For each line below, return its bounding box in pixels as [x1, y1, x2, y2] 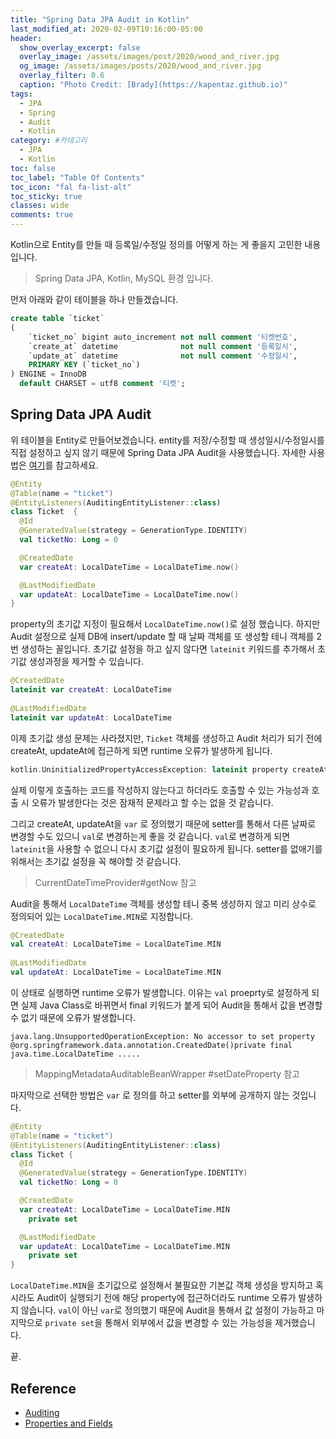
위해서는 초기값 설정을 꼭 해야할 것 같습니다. [10, 855, 182, 867]
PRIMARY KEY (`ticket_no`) [28, 360, 141, 370]
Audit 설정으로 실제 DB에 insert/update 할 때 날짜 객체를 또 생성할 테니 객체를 [10, 631, 315, 643]
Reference [10, 1380, 77, 1397]
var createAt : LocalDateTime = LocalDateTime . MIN [19, 1204, 230, 1215]
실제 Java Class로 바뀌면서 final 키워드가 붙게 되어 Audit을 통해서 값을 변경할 [20, 999, 323, 1011]
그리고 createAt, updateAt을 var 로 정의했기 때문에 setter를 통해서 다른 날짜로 [10, 817, 317, 830]
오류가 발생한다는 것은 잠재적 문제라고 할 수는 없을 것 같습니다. [31, 796, 274, 808]
